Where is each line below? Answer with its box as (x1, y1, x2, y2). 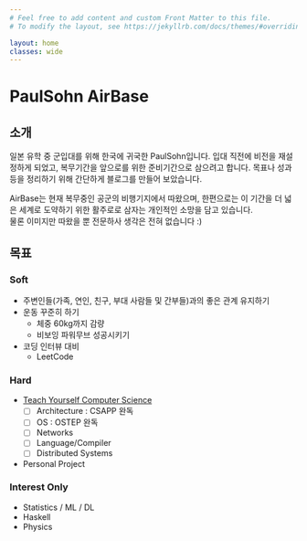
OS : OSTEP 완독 (36, 417, 99, 428)
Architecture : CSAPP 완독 (36, 406, 134, 417)
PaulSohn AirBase (9, 86, 149, 107)
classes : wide (9, 47, 64, 56)
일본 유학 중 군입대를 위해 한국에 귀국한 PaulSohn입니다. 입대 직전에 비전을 (9, 151, 277, 162)
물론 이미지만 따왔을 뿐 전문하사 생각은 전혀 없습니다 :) (9, 216, 203, 227)
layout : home (9, 38, 59, 48)
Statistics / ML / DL (22, 502, 95, 513)
